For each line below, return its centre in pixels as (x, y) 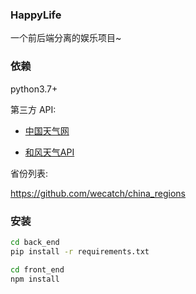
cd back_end (35, 242)
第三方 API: (33, 109)
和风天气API (49, 152)
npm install (35, 279)
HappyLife (36, 15)
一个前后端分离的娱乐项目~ (66, 38)
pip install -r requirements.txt (80, 251)
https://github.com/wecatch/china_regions (98, 193)
